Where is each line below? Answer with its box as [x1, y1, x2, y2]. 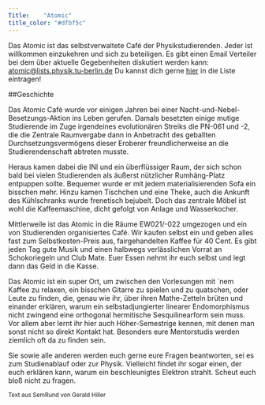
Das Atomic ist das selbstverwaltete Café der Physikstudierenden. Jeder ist [8, 40, 253, 50]
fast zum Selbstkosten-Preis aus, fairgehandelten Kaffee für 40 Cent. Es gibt [8, 236, 257, 246]
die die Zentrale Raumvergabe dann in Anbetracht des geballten [8, 129, 216, 139]
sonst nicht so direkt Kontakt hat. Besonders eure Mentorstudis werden [8, 327, 240, 336]
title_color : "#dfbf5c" [8, 19, 87, 27]
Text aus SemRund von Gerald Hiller [8, 391, 106, 399]
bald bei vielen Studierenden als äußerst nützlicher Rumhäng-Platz [8, 171, 226, 180]
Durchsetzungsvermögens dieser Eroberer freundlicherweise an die [8, 138, 229, 148]
